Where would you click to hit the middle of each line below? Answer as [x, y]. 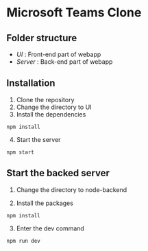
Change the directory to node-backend [72, 189]
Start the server [38, 139]
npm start [21, 152]
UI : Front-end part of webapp [59, 54]
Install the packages [45, 203]
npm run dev [23, 241]
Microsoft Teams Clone [74, 13]
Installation [31, 83]
